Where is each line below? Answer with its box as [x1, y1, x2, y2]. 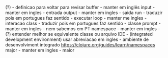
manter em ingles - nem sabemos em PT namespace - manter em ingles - [5, 26, 160, 32]
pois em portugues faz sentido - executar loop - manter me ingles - [5, 15, 147, 21]
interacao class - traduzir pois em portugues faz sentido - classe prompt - [5, 20, 161, 26]
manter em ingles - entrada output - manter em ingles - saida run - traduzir [5, 10, 163, 16]
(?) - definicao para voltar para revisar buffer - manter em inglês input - [5, 5, 155, 10]
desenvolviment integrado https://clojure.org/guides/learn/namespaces [5, 42, 155, 47]
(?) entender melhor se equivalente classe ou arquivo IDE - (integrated [5, 31, 153, 37]
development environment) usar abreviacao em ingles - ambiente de [5, 36, 149, 42]
